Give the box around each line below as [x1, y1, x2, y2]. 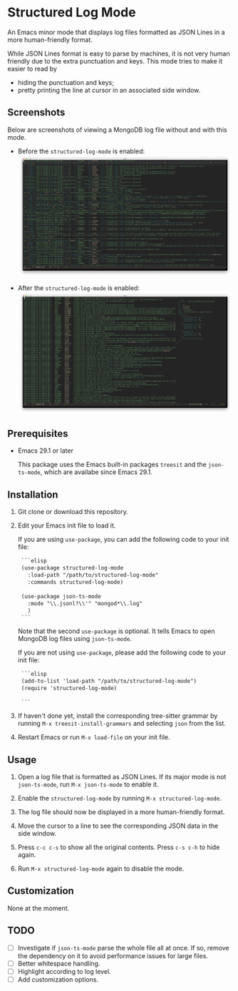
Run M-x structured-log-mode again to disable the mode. [17, 864, 185, 873]
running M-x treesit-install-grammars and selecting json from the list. [17, 719, 227, 728]
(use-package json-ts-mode [21, 593, 101, 600]
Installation [7, 488, 58, 500]
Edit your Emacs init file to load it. [17, 521, 116, 530]
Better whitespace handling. [17, 959, 100, 967]
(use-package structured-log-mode [21, 565, 124, 572]
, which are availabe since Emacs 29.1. [40, 468, 153, 476]
